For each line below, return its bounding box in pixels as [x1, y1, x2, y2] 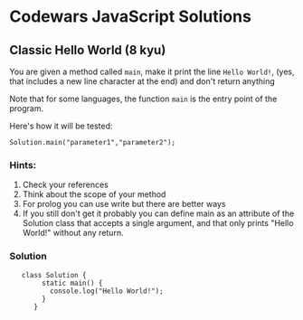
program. [9, 103, 44, 114]
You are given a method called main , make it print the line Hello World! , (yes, [9, 66, 295, 77]
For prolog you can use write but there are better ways [22, 199, 226, 210]
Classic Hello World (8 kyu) [9, 42, 166, 58]
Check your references [22, 179, 109, 191]
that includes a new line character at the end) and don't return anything [9, 76, 276, 87]
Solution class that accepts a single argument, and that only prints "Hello [22, 218, 294, 229]
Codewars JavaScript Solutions [9, 6, 251, 27]
